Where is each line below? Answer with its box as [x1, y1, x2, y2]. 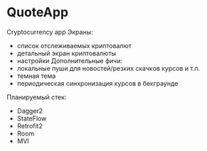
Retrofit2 [16, 121, 43, 130]
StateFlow [16, 114, 47, 123]
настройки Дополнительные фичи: [16, 56, 123, 65]
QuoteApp [6, 4, 69, 21]
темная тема [16, 72, 56, 80]
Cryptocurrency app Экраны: [6, 28, 93, 36]
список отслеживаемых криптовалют [16, 41, 132, 50]
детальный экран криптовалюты [16, 49, 117, 57]
